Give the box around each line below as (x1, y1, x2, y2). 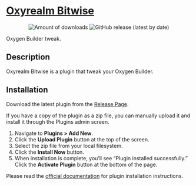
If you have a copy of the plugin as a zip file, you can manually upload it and (6, 112, 190, 119)
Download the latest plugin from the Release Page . (6, 100, 129, 107)
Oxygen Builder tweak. (6, 35, 61, 42)
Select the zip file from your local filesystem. (14, 142, 123, 149)
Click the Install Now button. (14, 148, 84, 156)
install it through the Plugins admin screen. (6, 118, 110, 125)
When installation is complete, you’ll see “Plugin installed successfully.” (14, 154, 188, 161)
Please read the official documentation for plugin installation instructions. (6, 172, 184, 179)
